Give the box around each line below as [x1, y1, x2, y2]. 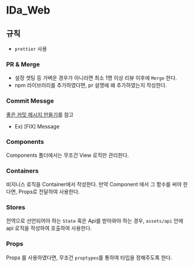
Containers [6, 166, 39, 174]
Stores [6, 203, 25, 212]
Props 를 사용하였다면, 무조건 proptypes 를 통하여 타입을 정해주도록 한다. [6, 254, 172, 261]
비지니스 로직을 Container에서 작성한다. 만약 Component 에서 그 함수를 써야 [6, 181, 182, 188]
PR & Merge [6, 60, 40, 68]
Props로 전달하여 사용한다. [18, 188, 80, 195]
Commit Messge [6, 97, 54, 105]
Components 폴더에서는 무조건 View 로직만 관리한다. [6, 151, 129, 159]
